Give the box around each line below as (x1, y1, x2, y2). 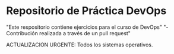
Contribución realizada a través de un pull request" (6, 29, 131, 36)
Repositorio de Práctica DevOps (6, 4, 167, 18)
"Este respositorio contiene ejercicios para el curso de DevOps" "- (6, 23, 169, 31)
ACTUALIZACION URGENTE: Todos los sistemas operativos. (6, 41, 153, 48)
